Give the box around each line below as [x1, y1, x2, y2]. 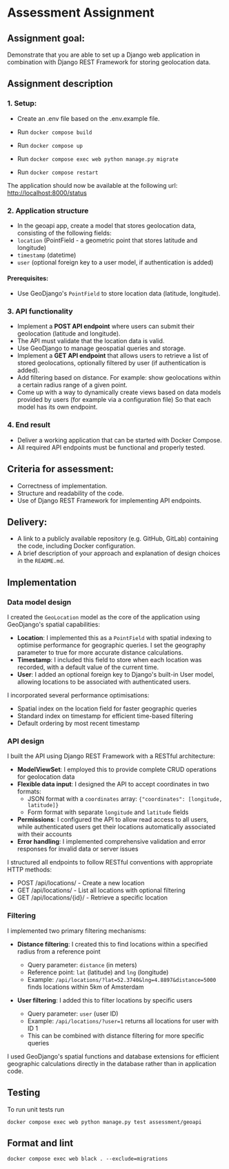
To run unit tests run [7, 1105, 65, 1113]
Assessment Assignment [7, 5, 155, 21]
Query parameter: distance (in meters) [27, 960, 137, 969]
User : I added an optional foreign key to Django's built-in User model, [17, 670, 215, 679]
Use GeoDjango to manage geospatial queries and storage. [17, 344, 186, 353]
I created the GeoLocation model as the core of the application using [7, 613, 200, 621]
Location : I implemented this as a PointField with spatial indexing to [17, 634, 212, 642]
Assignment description [7, 78, 114, 90]
